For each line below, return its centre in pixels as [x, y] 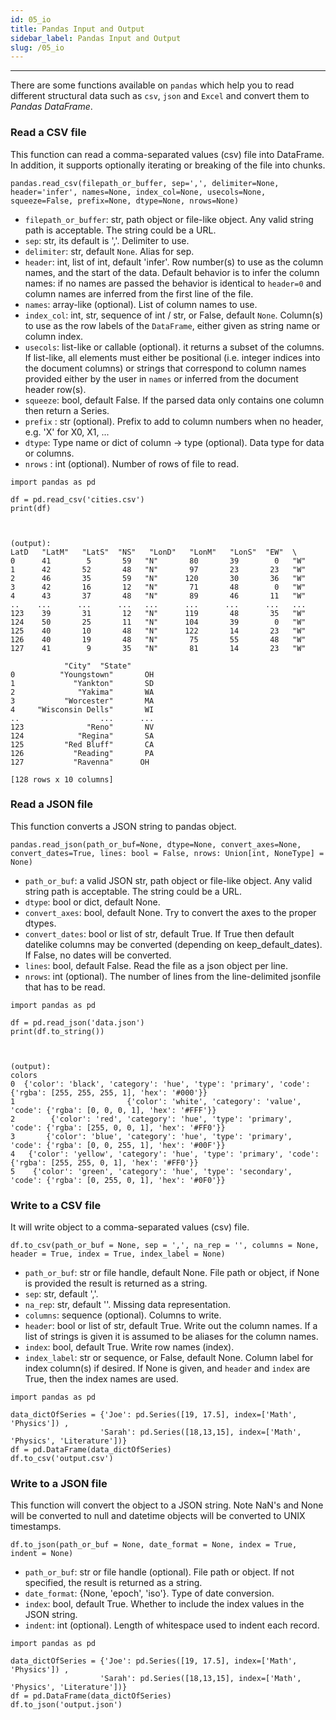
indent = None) [42, 1554]
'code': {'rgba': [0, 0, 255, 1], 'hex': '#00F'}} [118, 1145]
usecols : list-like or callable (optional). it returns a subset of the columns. [174, 347]
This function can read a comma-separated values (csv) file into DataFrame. [167, 154]
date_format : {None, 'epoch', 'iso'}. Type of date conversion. [149, 1593]
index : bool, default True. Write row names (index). [129, 1347]
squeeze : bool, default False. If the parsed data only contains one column [174, 400]
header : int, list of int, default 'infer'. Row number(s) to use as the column [174, 262]
